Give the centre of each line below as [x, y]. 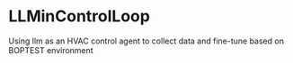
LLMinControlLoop [79, 16]
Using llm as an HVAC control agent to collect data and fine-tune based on [146, 41]
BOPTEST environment [51, 50]
